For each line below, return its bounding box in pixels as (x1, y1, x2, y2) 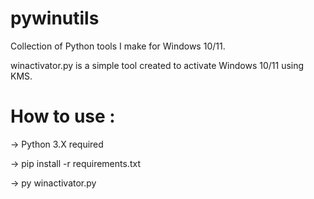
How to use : (10, 105, 116, 128)
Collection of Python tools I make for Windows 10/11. (10, 40, 226, 52)
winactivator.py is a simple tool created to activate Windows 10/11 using (10, 59, 305, 71)
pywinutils (10, 7, 100, 30)
